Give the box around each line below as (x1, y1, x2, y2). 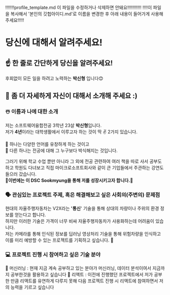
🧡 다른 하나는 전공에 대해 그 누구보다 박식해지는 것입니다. (5, 147, 118, 154)
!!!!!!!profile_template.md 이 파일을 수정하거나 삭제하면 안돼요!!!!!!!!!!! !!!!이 (5, 5, 152, 10)
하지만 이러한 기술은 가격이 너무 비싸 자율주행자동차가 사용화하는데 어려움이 (5, 218, 155, 224)
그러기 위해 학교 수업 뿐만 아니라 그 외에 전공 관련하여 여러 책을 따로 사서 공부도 (5, 158, 162, 164)
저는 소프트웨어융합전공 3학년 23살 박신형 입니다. (5, 122, 102, 128)
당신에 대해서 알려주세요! (5, 37, 103, 48)
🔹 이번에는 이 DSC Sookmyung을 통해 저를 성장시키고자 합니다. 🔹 (5, 177, 133, 183)
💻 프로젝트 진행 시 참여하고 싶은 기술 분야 (5, 251, 100, 258)
